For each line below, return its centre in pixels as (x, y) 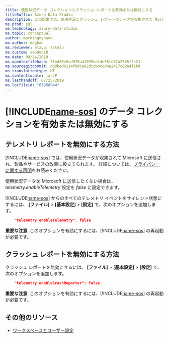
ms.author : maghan (24, 43)
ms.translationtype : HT (30, 71)
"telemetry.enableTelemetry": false (53, 220)
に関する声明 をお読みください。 (38, 170)
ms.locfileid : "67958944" (32, 85)
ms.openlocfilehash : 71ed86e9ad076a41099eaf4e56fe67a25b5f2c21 (73, 62)
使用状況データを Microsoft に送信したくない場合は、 (60, 181)
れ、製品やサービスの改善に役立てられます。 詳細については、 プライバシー (82, 164)
